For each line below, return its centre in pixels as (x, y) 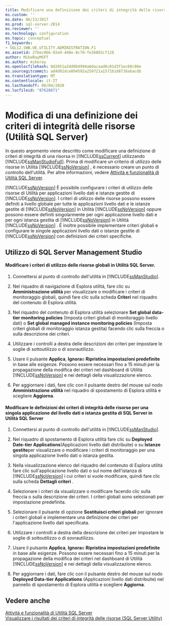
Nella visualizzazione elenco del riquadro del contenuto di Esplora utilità (88, 466)
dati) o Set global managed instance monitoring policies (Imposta (82, 323)
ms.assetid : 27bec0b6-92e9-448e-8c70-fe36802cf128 (60, 52)
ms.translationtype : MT (30, 76)
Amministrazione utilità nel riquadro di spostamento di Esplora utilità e (87, 390)
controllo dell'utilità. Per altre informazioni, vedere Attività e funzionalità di (82, 173)
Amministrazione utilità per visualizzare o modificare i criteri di (79, 292)
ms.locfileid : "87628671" (32, 90)
